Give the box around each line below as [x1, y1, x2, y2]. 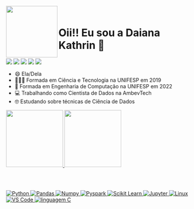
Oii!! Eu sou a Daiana [58, 26, 161, 39]
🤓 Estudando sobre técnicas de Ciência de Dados [14, 98, 135, 105]
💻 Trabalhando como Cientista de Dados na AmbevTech [14, 89, 152, 97]
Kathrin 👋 [58, 39, 105, 52]
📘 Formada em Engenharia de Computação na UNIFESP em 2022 [14, 82, 173, 89]
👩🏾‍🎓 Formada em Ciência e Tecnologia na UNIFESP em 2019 [14, 77, 161, 84]
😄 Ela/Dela [14, 70, 42, 77]
